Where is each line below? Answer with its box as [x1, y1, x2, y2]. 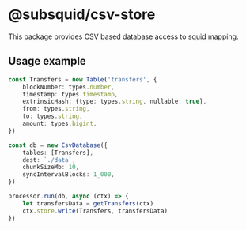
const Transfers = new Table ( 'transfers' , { [8, 75, 157, 84]
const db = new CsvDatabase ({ [8, 141, 108, 149]
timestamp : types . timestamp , [22, 90, 119, 98]
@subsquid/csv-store [8, 6, 156, 24]
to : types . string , [22, 112, 83, 120]
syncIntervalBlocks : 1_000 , [22, 171, 115, 179]
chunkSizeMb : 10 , [22, 164, 80, 172]
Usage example [8, 55, 87, 68]
